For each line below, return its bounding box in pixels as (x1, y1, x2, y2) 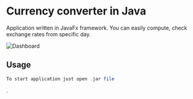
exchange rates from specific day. (6, 30, 91, 37)
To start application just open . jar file (6, 75, 115, 82)
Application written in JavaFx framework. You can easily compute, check (6, 24, 188, 31)
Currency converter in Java (6, 4, 147, 18)
